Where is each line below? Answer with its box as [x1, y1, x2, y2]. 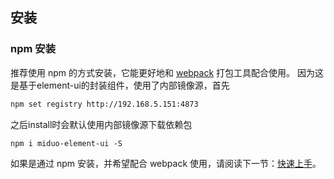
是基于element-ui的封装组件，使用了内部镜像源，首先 [10, 79, 230, 91]
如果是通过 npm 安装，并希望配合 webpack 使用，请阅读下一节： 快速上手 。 [10, 157, 322, 169]
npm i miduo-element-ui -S [10, 138, 123, 148]
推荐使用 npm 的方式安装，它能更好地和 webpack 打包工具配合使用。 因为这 [10, 66, 324, 78]
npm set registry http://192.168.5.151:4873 [10, 99, 199, 109]
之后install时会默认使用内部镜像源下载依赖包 [10, 118, 193, 130]
